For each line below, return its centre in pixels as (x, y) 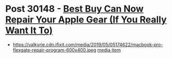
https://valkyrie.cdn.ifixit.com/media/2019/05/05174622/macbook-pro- (88, 44)
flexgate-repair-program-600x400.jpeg (54, 50)
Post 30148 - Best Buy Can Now (74, 9)
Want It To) (29, 31)
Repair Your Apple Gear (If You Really (86, 20)
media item (109, 50)
